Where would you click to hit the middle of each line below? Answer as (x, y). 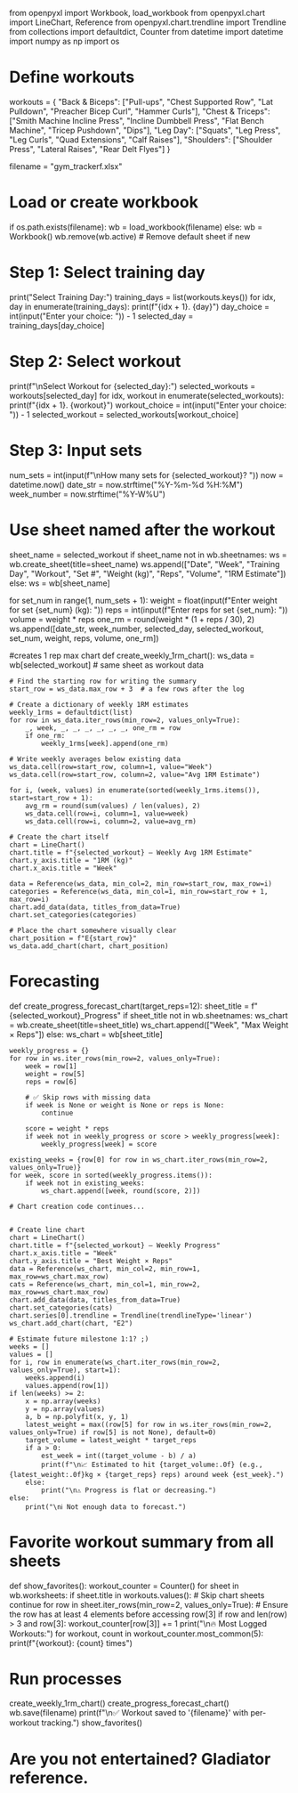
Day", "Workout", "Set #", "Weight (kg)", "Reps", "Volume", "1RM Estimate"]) (148, 573)
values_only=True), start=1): (65, 1370)
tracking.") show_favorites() (92, 1723)
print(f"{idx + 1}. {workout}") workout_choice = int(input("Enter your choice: (148, 405)
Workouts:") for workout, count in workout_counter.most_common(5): (137, 1634)
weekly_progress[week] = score (99, 1144)
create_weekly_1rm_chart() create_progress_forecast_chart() (119, 1703)
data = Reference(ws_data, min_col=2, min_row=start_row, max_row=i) (141, 884)
